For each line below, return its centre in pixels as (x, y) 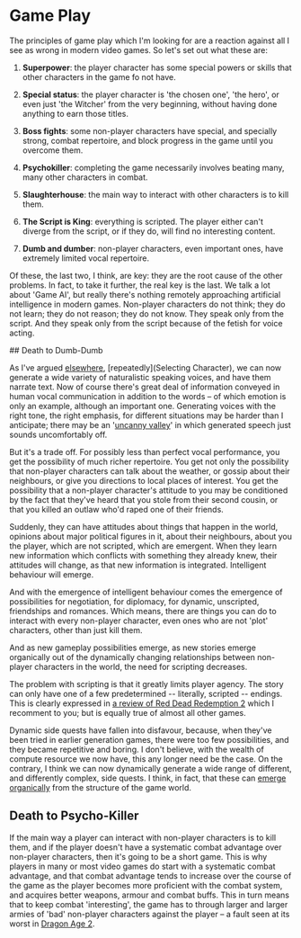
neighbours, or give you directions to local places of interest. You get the (144, 480)
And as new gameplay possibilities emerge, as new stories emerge (133, 648)
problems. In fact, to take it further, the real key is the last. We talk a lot (140, 285)
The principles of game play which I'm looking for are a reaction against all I (150, 40)
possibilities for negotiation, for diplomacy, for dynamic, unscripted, (134, 601)
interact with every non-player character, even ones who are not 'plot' (139, 621)
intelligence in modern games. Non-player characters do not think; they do (147, 304)
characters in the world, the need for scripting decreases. (141, 666)
